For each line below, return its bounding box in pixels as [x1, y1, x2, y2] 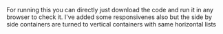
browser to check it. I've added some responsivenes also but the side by [6, 13, 213, 21]
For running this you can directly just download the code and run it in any [6, 6, 214, 14]
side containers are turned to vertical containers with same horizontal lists [6, 20, 217, 28]
